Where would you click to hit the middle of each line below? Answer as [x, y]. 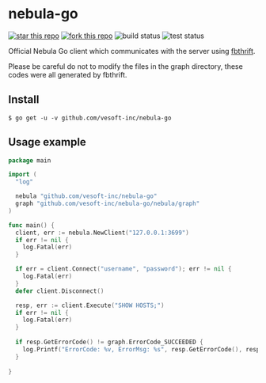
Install [24, 100]
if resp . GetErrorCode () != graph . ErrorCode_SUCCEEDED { [109, 342]
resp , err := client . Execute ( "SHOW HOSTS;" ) [90, 305]
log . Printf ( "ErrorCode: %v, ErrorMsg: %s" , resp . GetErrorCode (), [133, 349]
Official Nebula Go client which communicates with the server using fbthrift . [132, 51]
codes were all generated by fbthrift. [68, 74]
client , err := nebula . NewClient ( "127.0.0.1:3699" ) [103, 233]
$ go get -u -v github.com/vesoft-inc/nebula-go [90, 118]
